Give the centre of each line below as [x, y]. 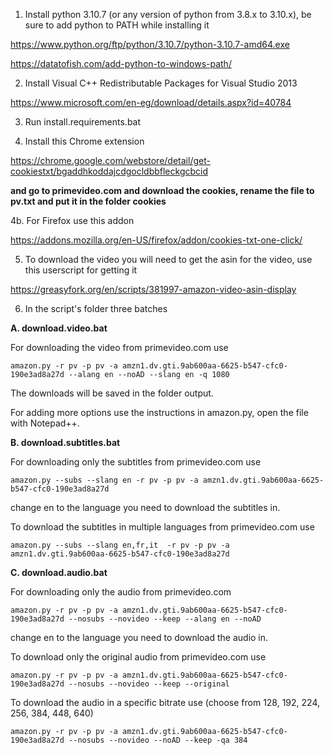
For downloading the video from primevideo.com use [119, 347]
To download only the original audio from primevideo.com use [138, 657]
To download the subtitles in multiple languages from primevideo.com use [162, 527]
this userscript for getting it [81, 270]
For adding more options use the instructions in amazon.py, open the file [159, 412]
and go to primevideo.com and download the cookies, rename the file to [162, 190]
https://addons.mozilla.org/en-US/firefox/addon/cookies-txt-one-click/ [156, 240]
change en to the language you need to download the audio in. [139, 637]
